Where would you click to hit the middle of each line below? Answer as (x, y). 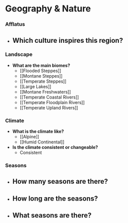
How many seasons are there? (60, 181)
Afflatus (15, 24)
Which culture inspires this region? (67, 40)
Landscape (19, 54)
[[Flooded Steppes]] (40, 71)
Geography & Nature (48, 9)
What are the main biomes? (41, 65)
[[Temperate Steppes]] (43, 81)
